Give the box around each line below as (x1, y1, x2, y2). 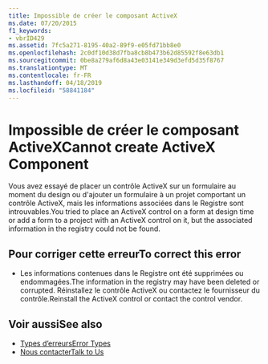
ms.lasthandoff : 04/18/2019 (8, 79, 103, 87)
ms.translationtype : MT (8, 64, 88, 72)
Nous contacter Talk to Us (19, 346, 104, 357)
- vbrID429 (8, 34, 45, 42)
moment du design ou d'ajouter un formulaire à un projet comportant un (8, 190, 246, 200)
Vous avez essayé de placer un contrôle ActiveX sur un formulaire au (8, 181, 237, 191)
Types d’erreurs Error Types (19, 338, 111, 348)
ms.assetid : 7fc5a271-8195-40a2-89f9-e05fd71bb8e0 (8, 42, 181, 50)
